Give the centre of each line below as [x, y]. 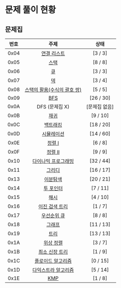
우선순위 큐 [53, 216]
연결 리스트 [53, 53]
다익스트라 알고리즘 [53, 270]
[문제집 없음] [100, 107]
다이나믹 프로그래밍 [53, 161]
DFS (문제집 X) [53, 107]
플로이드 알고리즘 [53, 261]
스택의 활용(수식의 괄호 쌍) [53, 90]
